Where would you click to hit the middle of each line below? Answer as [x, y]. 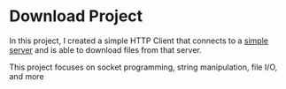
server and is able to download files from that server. [105, 49]
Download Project [76, 16]
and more [27, 76]
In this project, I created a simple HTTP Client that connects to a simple [139, 41]
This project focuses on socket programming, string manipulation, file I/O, [143, 67]
